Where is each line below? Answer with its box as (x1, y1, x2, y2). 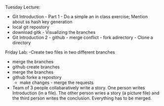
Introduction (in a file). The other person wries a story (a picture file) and (12, 90, 160, 96)
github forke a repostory (12, 75, 62, 80)
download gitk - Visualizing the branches (12, 29, 96, 35)
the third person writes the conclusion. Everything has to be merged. (12, 95, 152, 101)
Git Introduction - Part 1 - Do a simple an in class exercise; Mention (12, 14, 148, 19)
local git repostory (12, 24, 50, 30)
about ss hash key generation (12, 19, 72, 25)
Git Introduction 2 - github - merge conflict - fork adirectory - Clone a (12, 34, 154, 40)
